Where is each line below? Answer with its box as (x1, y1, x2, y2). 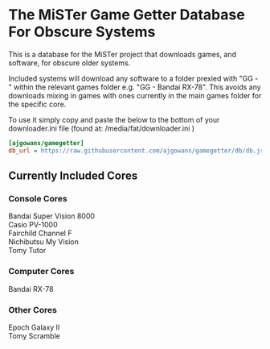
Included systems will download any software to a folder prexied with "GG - (8, 73, 259, 83)
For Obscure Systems (8, 23, 156, 41)
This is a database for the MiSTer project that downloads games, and (8, 49, 237, 59)
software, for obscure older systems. (8, 58, 131, 68)
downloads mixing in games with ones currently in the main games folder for (8, 90, 262, 100)
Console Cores (8, 193, 67, 204)
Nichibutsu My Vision (8, 237, 79, 247)
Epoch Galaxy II (8, 322, 60, 332)
